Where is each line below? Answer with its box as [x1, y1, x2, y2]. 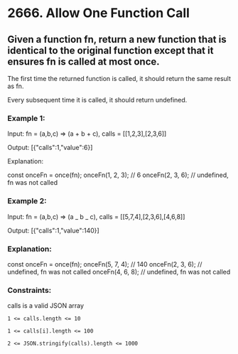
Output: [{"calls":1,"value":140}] [7, 226, 99, 235]
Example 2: [7, 196, 47, 206]
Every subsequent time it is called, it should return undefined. [7, 96, 188, 104]
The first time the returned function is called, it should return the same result [7, 75, 231, 82]
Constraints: [7, 285, 52, 295]
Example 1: [7, 113, 45, 123]
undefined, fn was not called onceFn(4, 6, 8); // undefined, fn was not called [7, 267, 231, 276]
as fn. [7, 82, 24, 90]
